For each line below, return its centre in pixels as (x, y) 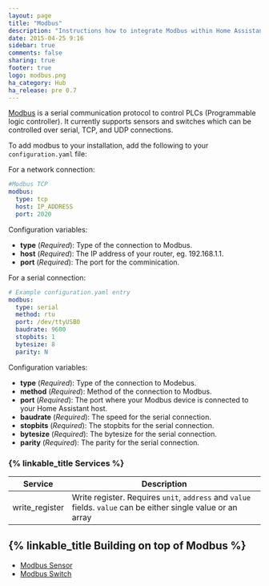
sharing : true (32, 61)
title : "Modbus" (35, 23)
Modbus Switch (46, 573)
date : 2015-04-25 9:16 (46, 38)
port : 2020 (34, 214)
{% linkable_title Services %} (66, 463)
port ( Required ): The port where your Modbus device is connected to (134, 400)
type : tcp (32, 200)
